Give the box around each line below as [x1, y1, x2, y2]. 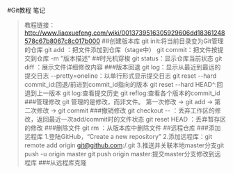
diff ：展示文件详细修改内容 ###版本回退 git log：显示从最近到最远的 [24, 63, 221, 71]
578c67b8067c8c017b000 [24, 37, 101, 45]
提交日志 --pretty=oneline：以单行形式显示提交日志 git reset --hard [24, 72, 217, 80]
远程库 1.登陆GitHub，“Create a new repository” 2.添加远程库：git [24, 133, 213, 140]
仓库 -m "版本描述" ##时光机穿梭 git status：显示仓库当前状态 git [36, 54, 223, 63]
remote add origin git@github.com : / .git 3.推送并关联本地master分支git [24, 141, 225, 149]
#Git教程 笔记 [7, 6, 46, 14]
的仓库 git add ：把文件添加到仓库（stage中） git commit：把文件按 [24, 46, 218, 53]
